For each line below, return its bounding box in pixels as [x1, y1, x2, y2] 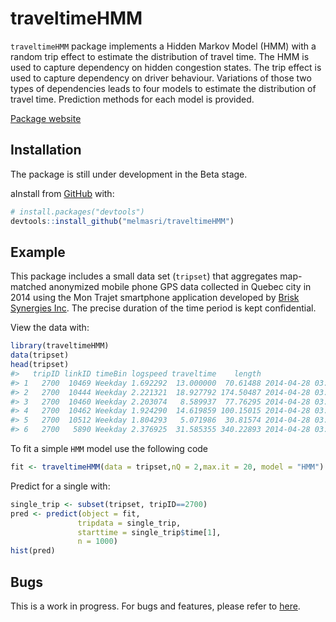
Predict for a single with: [10, 480, 111, 492]
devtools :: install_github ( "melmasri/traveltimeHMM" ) [10, 216, 235, 226]
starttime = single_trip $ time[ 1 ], [77, 527, 222, 537]
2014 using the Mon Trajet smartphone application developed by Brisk [10, 292, 300, 304]
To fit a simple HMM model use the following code [10, 443, 209, 455]
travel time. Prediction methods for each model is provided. [10, 93, 255, 105]
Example [10, 243, 66, 261]
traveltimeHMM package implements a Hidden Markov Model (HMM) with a [10, 40, 317, 52]
